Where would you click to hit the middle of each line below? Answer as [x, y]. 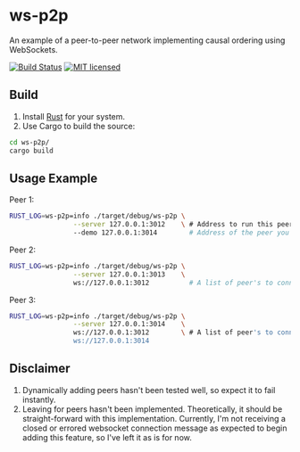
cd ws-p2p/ [29, 142]
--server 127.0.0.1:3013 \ [129, 274]
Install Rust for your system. [74, 116]
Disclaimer [40, 369]
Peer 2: [22, 250]
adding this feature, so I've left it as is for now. [107, 437]
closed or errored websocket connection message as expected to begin [154, 428]
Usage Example [54, 178]
